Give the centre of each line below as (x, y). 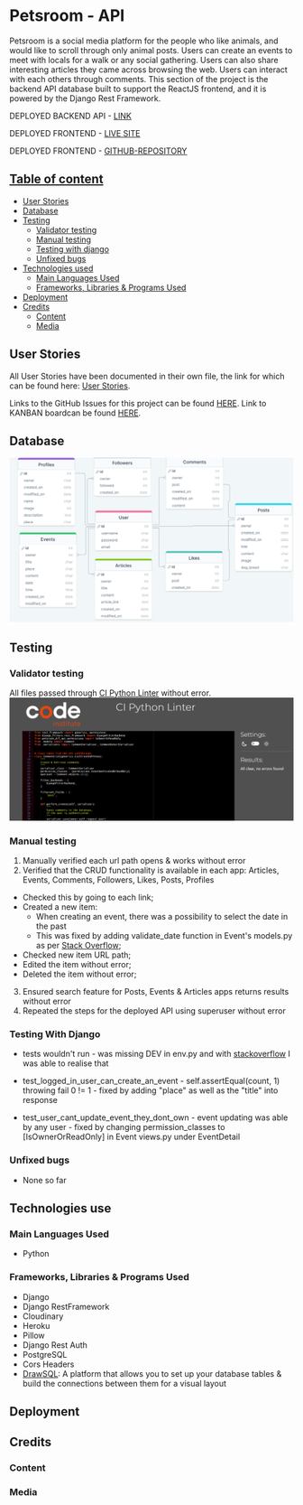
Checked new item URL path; (77, 955)
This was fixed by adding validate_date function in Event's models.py (164, 935)
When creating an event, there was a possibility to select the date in (162, 916)
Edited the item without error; (77, 964)
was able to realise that (65, 1063)
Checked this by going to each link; (88, 897)
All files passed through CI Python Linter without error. (110, 693)
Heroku (36, 1325)
